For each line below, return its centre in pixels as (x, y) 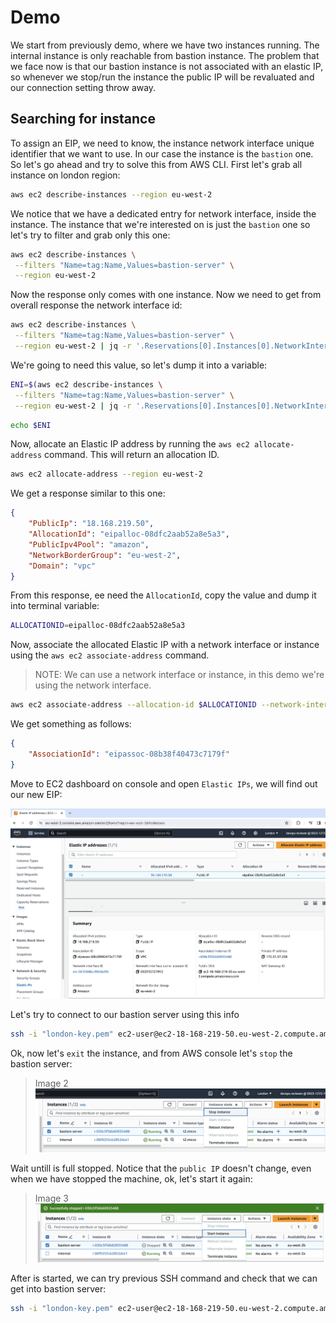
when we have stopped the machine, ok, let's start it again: (131, 1178)
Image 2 (51, 1083)
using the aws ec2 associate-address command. (110, 655)
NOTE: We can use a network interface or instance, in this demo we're (179, 675)
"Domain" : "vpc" (62, 566)
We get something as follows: (71, 724)
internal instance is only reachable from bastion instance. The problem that (165, 55)
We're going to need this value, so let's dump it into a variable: (139, 365)
